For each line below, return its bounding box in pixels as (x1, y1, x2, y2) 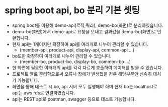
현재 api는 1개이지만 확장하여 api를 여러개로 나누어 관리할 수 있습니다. (12, 41, 149, 47)
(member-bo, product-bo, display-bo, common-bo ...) (19, 59, 131, 65)
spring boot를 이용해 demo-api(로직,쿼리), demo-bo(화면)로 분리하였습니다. (12, 22, 163, 28)
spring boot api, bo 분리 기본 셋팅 (5, 5, 140, 16)
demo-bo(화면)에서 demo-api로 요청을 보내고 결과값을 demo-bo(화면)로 (12, 28, 156, 34)
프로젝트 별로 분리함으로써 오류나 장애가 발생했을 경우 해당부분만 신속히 (12, 71, 152, 77)
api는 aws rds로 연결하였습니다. (12, 89, 75, 96)
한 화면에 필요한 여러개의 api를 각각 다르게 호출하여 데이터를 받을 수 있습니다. (12, 64, 163, 71)
